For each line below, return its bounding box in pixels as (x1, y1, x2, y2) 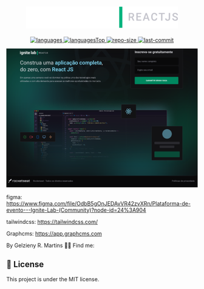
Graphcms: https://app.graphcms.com (6, 229, 102, 237)
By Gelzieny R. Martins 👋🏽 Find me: (6, 242, 95, 249)
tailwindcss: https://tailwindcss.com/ (6, 218, 98, 225)
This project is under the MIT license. (6, 275, 100, 283)
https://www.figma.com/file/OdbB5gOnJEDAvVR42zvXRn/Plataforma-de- (6, 200, 191, 207)
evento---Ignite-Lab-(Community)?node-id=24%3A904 (6, 206, 147, 214)
